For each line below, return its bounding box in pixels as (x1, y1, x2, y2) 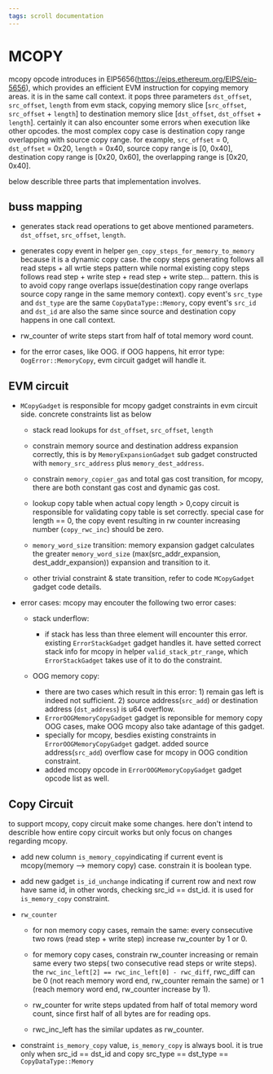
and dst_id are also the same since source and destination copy (20, 306, 236, 316)
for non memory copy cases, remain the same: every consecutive (32, 926, 253, 935)
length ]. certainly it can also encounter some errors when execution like (8, 117, 250, 127)
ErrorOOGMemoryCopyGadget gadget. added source (44, 739, 209, 749)
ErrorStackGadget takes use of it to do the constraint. (44, 655, 222, 665)
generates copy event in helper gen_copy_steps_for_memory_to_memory (20, 246, 255, 256)
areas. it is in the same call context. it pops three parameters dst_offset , (8, 91, 253, 101)
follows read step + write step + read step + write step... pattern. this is (20, 272, 259, 282)
